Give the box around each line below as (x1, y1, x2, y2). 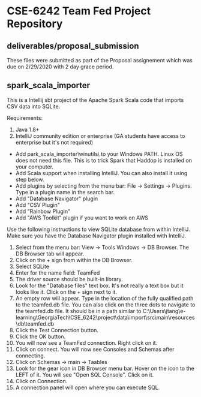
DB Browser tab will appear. (15, 250, 85, 257)
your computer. (15, 163, 53, 170)
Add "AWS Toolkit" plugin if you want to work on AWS (15, 214, 149, 221)
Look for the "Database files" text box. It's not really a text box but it (15, 282, 184, 289)
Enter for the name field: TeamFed (15, 269, 100, 276)
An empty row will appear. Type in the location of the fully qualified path (15, 294, 194, 302)
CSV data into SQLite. (7, 103, 61, 110)
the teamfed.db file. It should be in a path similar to (15, 307, 142, 314)
